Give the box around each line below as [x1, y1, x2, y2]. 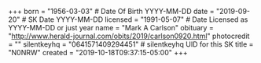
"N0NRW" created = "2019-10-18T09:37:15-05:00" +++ [8, 48, 189, 57]
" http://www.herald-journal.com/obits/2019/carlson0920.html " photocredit [8, 31, 250, 40]
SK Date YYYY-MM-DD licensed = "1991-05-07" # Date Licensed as [28, 15, 248, 24]
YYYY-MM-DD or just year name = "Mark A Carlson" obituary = [8, 23, 214, 32]
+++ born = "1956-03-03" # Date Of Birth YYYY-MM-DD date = [8, 7, 215, 16]
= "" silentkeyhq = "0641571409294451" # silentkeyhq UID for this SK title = [8, 40, 254, 49]
